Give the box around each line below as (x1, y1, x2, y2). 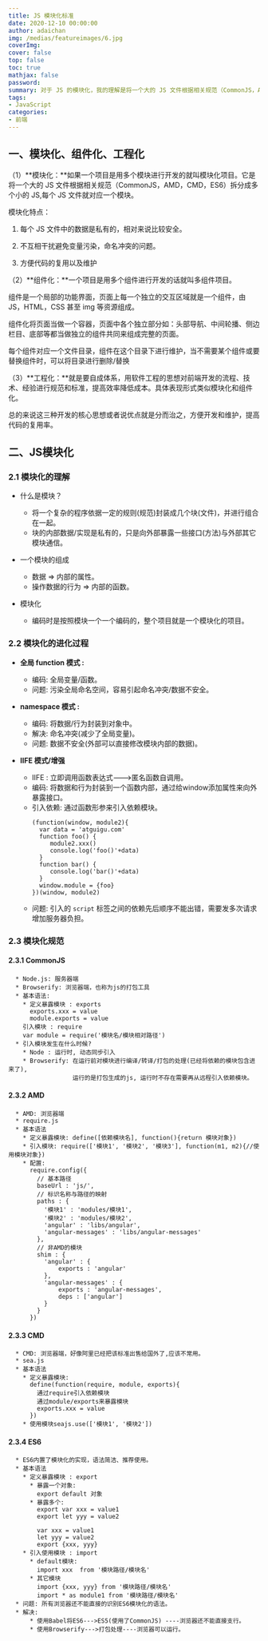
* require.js (15, 1117, 59, 1125)
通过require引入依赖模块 (37, 1389, 110, 1397)
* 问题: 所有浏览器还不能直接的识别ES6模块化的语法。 (15, 1600, 171, 1608)
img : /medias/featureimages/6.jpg (8, 34, 124, 42)
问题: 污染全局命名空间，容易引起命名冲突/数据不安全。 (31, 684, 214, 694)
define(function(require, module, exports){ (29, 1380, 180, 1389)
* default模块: (29, 1558, 78, 1566)
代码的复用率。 (8, 420, 57, 429)
